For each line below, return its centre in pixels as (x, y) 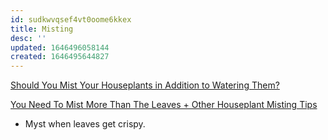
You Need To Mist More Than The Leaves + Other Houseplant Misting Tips (164, 105)
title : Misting (42, 29)
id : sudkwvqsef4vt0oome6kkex (71, 19)
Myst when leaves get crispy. (85, 124)
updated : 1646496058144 (60, 47)
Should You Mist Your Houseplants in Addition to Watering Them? (145, 85)
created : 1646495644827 (60, 57)
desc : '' (28, 38)
